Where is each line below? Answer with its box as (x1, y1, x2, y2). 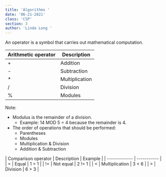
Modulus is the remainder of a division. (12, 114, 92, 120)
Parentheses (19, 130, 46, 136)
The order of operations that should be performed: (12, 125, 116, 131)
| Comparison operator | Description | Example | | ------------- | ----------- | (5, 156, 162, 162)
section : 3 (5, 21, 28, 26)
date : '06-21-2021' (5, 12, 46, 17)
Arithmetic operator (7, 51, 56, 58)
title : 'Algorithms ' (5, 7, 50, 12)
